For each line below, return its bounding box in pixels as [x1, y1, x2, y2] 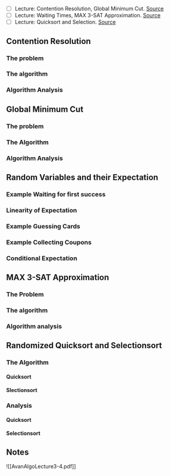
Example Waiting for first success [6, 190, 106, 198]
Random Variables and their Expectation [6, 172, 159, 182]
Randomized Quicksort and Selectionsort [6, 340, 162, 350]
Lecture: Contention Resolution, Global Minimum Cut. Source [14, 5, 164, 12]
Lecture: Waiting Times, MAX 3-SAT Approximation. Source [14, 12, 161, 19]
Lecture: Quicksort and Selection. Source [14, 18, 116, 26]
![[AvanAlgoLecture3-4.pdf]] [6, 463, 76, 470]
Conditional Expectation [6, 254, 77, 262]
